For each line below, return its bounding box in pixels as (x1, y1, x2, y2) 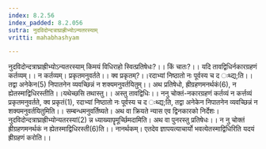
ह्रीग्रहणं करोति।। (8, 133, 51, 143)
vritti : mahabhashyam (8, 33, 80, 42)
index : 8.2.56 (8, 11, 55, 20)
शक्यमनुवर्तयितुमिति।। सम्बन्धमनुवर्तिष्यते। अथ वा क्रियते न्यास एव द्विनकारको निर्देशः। (8, 106, 220, 116)
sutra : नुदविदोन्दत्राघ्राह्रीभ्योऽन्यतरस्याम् (8, 26, 98, 34)
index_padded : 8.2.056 (8, 19, 83, 27)
